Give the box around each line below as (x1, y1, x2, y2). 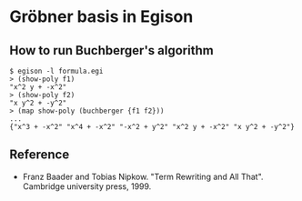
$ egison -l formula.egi (9, 66, 104, 75)
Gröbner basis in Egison (9, 6, 194, 27)
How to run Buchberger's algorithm (9, 43, 214, 58)
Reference (9, 147, 70, 163)
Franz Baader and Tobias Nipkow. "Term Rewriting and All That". (22, 171, 264, 182)
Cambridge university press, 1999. (22, 180, 152, 192)
